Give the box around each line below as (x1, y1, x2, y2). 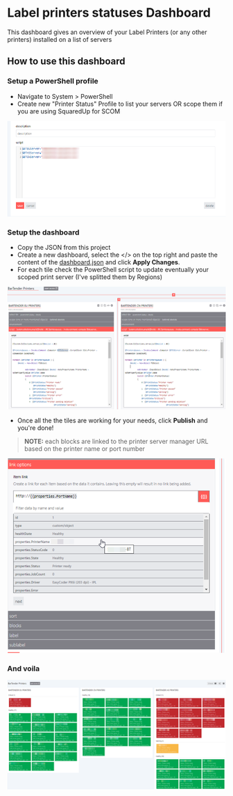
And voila (7, 663, 40, 673)
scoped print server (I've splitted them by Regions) (17, 273, 163, 281)
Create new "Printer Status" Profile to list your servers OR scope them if (17, 99, 223, 108)
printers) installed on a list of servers (7, 35, 112, 43)
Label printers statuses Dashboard (7, 5, 212, 21)
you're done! (17, 424, 54, 432)
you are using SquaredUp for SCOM (17, 106, 121, 116)
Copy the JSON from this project (17, 244, 111, 252)
